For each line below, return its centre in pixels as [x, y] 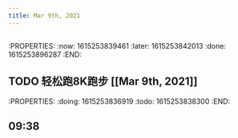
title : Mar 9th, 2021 [44, 16]
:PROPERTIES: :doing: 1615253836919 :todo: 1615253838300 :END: [119, 101]
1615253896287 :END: [45, 55]
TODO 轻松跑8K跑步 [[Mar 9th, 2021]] [103, 82]
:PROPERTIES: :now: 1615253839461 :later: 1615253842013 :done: [117, 46]
